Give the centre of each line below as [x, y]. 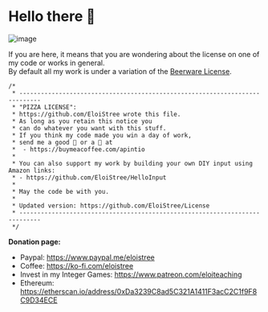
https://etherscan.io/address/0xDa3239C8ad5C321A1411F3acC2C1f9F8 [138, 291]
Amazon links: [32, 170]
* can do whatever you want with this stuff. [89, 128]
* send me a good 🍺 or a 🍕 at [62, 142]
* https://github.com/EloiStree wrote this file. [96, 114]
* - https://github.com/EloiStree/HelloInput [89, 177]
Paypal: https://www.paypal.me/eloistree [87, 257]
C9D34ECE [39, 300]
